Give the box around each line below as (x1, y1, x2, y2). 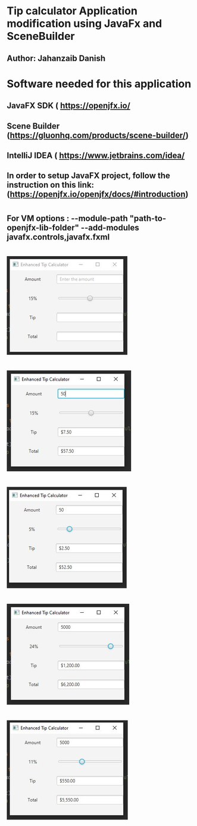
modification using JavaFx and (7, 17, 162, 30)
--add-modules (80, 222, 139, 233)
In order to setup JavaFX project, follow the (7, 171, 170, 181)
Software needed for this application (7, 77, 192, 91)
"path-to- (129, 213, 167, 223)
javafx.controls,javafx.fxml (7, 232, 110, 242)
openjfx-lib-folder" (7, 222, 80, 233)
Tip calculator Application (7, 4, 137, 18)
